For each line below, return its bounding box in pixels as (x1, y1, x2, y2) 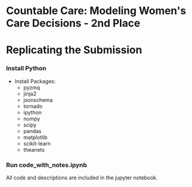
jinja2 (23, 90, 37, 97)
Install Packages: (14, 77, 56, 84)
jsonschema (23, 96, 53, 103)
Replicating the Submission (6, 43, 142, 57)
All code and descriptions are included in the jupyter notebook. (6, 174, 158, 181)
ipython (23, 108, 42, 115)
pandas (23, 127, 42, 134)
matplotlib (23, 134, 48, 141)
